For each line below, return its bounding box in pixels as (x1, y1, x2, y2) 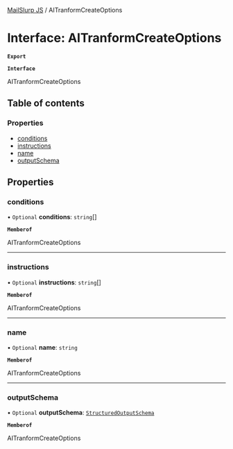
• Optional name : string (7, 343, 78, 351)
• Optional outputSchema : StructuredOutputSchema (7, 409, 155, 417)
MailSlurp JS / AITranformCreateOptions (7, 6, 123, 14)
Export (7, 53, 26, 60)
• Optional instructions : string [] (7, 278, 102, 287)
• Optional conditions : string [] (7, 213, 97, 221)
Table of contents (7, 97, 85, 110)
